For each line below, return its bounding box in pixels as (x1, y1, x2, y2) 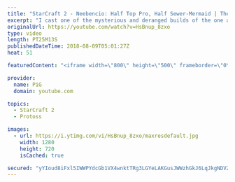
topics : (7, 100, 30, 107)
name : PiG (13, 81, 42, 88)
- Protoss (13, 113, 42, 120)
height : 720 (20, 145, 55, 153)
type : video (7, 29, 42, 37)
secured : (7, 164, 33, 171)
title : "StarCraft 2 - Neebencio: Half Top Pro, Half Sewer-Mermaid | (7, 10, 218, 17)
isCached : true (20, 152, 64, 159)
